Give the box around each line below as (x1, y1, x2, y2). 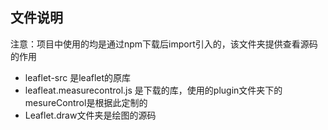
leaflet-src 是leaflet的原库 (24, 71, 132, 83)
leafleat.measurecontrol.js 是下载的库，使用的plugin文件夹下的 (24, 84, 283, 96)
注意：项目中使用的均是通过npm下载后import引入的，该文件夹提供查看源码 (10, 38, 318, 50)
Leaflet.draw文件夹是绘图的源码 (24, 109, 157, 121)
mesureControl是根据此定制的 (24, 96, 148, 108)
